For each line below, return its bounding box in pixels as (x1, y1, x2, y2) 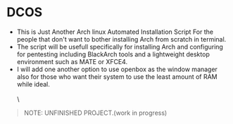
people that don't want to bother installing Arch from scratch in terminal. (16, 35, 227, 43)
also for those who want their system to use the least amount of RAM (16, 72, 218, 81)
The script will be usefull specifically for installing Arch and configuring (16, 42, 223, 51)
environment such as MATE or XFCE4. (16, 57, 128, 66)
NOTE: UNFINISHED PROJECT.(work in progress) (23, 108, 168, 117)
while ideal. (16, 80, 50, 88)
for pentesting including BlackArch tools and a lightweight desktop (16, 50, 210, 58)
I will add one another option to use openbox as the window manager (16, 65, 218, 73)
